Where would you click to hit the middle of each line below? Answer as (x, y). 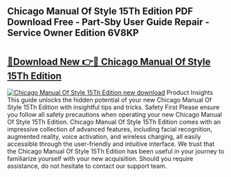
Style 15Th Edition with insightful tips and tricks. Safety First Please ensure (113, 107)
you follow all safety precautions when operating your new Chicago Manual (115, 114)
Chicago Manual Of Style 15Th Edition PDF (100, 11)
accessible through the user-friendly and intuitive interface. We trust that (111, 144)
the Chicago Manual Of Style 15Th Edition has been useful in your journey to (116, 151)
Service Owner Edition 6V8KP (73, 33)
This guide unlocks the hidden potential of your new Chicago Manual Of (110, 100)
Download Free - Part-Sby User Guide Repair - (108, 22)
